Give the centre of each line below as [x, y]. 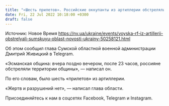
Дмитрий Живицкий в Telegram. [40, 54]
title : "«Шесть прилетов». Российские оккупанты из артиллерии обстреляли [85, 10]
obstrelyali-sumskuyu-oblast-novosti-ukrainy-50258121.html [68, 39]
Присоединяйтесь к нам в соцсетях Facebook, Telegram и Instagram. [79, 98]
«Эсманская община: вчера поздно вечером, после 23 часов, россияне [83, 64]
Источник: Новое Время [31, 34]
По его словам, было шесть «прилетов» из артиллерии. [65, 79]
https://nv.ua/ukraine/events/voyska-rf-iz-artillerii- [111, 34]
